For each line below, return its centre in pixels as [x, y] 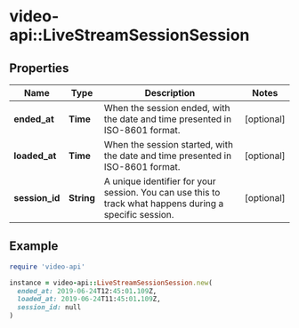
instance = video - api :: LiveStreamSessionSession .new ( [111, 283]
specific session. [139, 215]
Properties [39, 68]
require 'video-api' [48, 267]
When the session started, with [169, 144]
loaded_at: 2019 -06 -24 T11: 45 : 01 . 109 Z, [89, 300]
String [82, 198]
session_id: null [49, 308]
